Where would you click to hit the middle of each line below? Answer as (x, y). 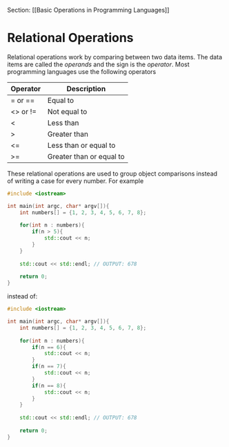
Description (86, 88)
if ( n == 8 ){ (49, 386)
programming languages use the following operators (82, 71)
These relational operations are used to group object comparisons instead (112, 173)
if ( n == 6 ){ (49, 347)
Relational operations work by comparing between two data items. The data (115, 57)
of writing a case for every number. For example (76, 181)
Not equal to (67, 111)
